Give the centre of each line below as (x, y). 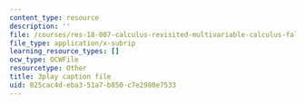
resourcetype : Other (49, 69)
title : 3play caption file (60, 77)
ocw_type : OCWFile (44, 60)
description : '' (40, 26)
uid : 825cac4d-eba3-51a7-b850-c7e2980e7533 (93, 85)
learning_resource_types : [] (64, 52)
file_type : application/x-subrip (73, 43)
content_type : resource (54, 18)
